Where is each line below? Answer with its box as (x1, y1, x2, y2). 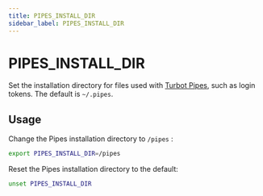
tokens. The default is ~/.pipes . (8, 90, 114, 99)
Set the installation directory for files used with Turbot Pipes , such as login (8, 81, 256, 90)
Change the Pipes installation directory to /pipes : (8, 134, 173, 144)
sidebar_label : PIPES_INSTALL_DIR (8, 19, 125, 27)
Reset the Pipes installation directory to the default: (8, 165, 179, 174)
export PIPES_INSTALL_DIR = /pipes (8, 150, 121, 158)
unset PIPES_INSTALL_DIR (8, 180, 92, 188)
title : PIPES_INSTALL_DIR (8, 11, 95, 20)
